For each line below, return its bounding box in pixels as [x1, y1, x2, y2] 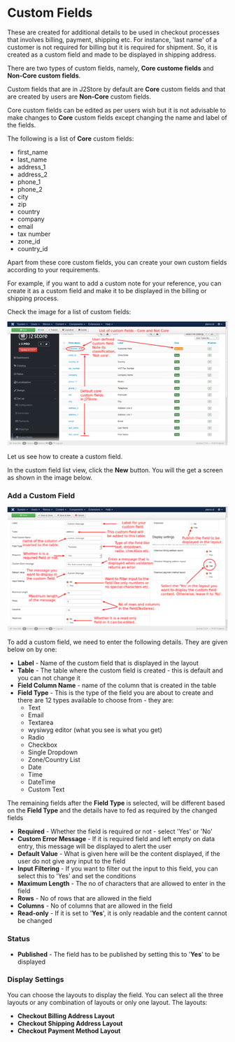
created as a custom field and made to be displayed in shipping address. [7, 50, 217, 59]
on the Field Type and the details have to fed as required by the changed [7, 806, 218, 815]
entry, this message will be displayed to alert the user [17, 842, 171, 851]
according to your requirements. [7, 265, 100, 274]
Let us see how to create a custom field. [7, 452, 123, 460]
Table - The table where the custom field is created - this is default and [17, 666, 224, 675]
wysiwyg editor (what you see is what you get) [27, 726, 162, 734]
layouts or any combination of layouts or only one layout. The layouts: [7, 998, 208, 1006]
